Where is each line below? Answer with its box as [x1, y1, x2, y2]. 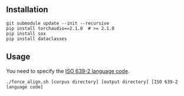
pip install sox [6, 31, 46, 37]
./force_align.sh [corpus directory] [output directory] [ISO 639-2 [6, 79, 178, 85]
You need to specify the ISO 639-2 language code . [6, 67, 130, 74]
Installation [6, 5, 48, 15]
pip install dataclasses [6, 35, 67, 42]
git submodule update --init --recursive [6, 20, 110, 26]
